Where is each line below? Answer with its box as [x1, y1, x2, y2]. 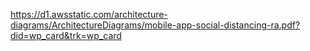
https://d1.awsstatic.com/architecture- [10, 9, 168, 20]
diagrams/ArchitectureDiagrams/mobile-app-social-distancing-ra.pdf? [10, 19, 301, 31]
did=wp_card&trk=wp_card [10, 30, 122, 41]
